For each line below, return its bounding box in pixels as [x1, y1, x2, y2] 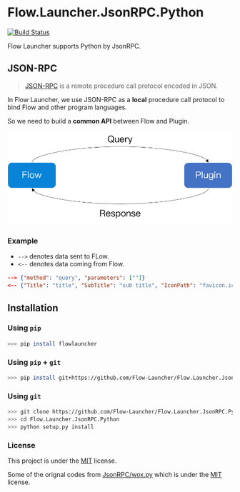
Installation [7, 301, 59, 314]
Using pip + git [7, 357, 61, 367]
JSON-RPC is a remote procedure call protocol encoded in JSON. [24, 81, 218, 90]
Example [7, 236, 39, 246]
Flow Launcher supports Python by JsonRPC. [7, 41, 141, 50]
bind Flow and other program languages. [7, 103, 127, 111]
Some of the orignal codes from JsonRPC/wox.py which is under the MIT [7, 471, 223, 479]
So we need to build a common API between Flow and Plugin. [7, 116, 189, 125]
